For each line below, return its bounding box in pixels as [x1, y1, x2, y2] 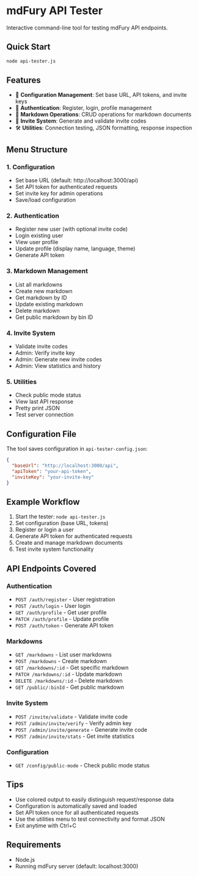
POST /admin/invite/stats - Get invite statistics [15, 732, 134, 740]
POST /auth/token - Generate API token [15, 622, 114, 629]
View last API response [15, 398, 73, 405]
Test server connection [15, 411, 74, 418]
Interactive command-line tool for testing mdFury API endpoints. [6, 24, 168, 31]
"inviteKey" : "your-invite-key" [12, 474, 95, 480]
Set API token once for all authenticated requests [15, 809, 139, 816]
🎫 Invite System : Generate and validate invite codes [15, 117, 147, 125]
